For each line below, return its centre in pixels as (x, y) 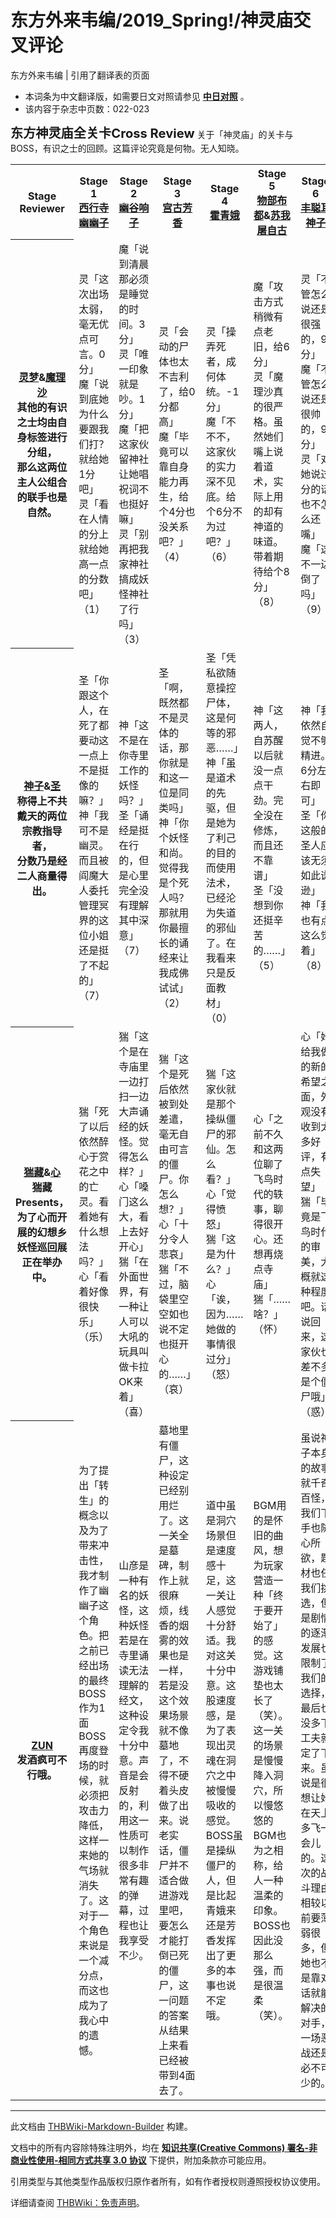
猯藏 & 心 (42, 1172)
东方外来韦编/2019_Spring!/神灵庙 (152, 20)
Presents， (42, 1202)
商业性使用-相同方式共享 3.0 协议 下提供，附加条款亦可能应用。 (141, 2160)
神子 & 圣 (42, 786)
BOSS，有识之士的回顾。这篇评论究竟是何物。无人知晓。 (127, 148)
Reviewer (42, 208)
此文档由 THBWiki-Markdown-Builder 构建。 (101, 2126)
